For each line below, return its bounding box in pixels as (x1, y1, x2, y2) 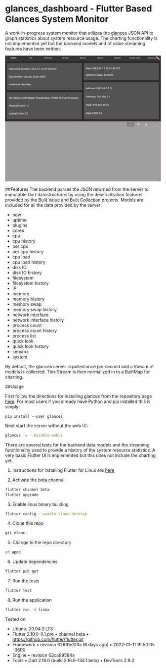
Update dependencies (12, 558, 58, 565)
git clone (5, 531, 26, 536)
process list (12, 333, 36, 338)
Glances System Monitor (5, 13, 109, 25)
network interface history (12, 317, 64, 323)
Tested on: (5, 616, 27, 622)
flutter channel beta (5, 487, 50, 492)
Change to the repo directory (12, 540, 72, 546)
